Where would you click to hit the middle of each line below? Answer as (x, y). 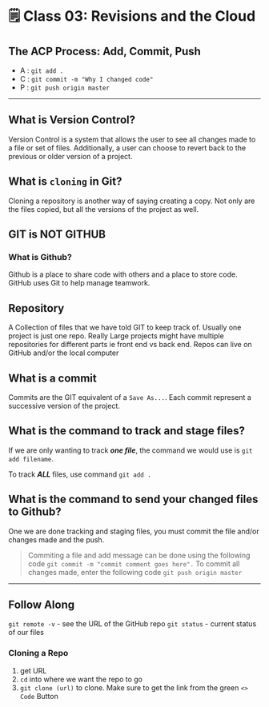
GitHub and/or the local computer (64, 353)
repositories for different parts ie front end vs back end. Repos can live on (130, 345)
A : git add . (42, 70)
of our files (26, 633)
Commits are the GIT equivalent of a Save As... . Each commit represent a (130, 397)
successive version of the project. (64, 405)
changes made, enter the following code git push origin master (135, 572)
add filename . (31, 458)
